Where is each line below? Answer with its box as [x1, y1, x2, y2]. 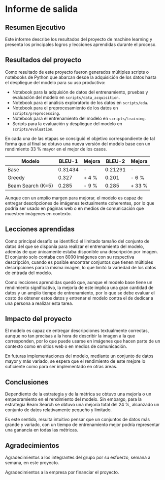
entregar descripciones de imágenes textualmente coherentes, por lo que [5, 200, 155, 206]
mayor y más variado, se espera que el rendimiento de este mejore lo [5, 358, 146, 364]
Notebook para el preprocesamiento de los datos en [12, 105, 118, 111]
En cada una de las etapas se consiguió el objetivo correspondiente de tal [5, 135, 155, 142]
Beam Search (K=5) [7, 182, 54, 189]
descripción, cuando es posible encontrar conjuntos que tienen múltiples [5, 259, 154, 265]
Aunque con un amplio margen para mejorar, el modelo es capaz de [5, 194, 143, 201]
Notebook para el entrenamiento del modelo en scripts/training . [12, 115, 146, 121]
